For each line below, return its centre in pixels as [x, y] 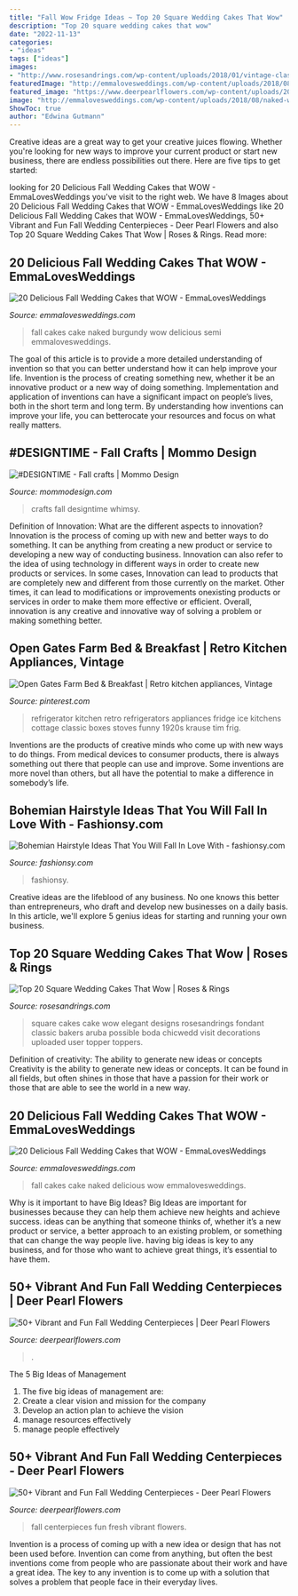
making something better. [56, 620]
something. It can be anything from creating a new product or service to [141, 545]
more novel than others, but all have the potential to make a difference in [141, 773]
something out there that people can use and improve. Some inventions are [147, 763]
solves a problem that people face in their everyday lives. [114, 1582]
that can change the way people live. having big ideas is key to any [132, 1240]
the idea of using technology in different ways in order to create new [134, 563]
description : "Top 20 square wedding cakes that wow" [111, 26]
